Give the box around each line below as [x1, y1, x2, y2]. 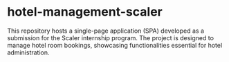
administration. [7, 48, 50, 57]
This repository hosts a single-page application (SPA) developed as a [7, 27, 204, 35]
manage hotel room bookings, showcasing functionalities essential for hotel [7, 41, 223, 49]
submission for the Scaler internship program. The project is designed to [7, 33, 214, 42]
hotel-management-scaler [7, 4, 163, 20]
